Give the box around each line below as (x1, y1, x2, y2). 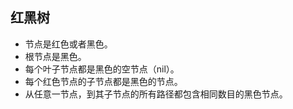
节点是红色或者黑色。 (24, 38, 113, 50)
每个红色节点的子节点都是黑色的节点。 (24, 75, 183, 87)
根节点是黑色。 (24, 50, 87, 62)
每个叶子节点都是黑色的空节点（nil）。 (24, 63, 180, 75)
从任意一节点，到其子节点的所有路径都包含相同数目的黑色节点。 (24, 88, 288, 100)
